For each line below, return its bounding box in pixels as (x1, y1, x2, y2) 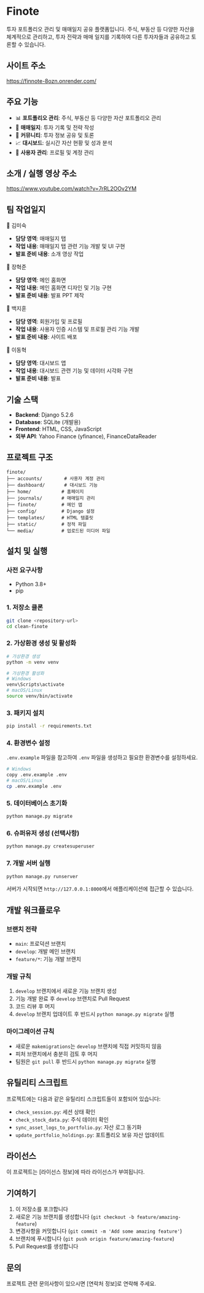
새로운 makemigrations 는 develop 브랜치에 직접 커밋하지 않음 (15, 1042, 162, 1050)
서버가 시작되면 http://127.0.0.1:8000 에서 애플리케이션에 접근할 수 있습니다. (6, 885, 194, 892)
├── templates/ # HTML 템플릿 (6, 514, 94, 521)
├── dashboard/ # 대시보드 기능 (6, 482, 98, 488)
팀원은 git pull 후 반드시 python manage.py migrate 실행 (15, 1058, 156, 1065)
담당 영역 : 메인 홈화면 (15, 277, 66, 284)
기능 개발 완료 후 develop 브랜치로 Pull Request (15, 995, 130, 1002)
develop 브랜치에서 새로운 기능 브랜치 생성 (15, 988, 117, 995)
